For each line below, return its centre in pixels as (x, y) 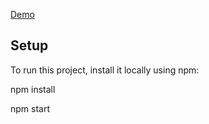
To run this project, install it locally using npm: (105, 70)
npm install (33, 89)
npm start (30, 108)
